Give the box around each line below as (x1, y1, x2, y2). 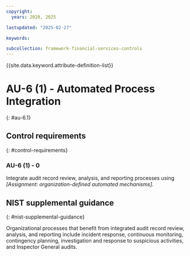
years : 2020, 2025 (11, 14, 57, 20)
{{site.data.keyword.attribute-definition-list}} (6, 62, 114, 69)
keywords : (6, 35, 30, 41)
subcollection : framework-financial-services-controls (6, 46, 143, 52)
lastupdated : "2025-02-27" (6, 25, 72, 30)
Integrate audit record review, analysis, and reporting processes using (6, 175, 175, 182)
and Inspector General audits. (6, 243, 78, 250)
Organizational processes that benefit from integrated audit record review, (6, 224, 185, 231)
